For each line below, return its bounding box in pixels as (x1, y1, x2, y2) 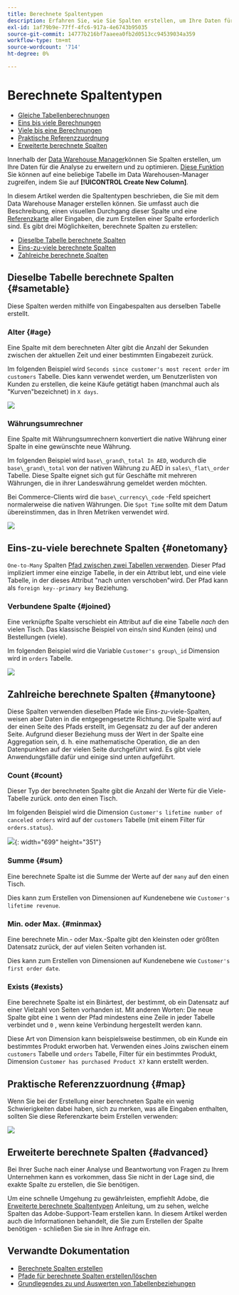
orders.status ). (7, 823, 53, 832)
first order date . (7, 964, 60, 972)
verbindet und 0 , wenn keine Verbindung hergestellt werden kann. (7, 1021, 203, 1030)
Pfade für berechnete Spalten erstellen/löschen (17, 1271, 157, 1280)
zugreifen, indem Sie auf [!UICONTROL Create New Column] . (7, 178, 188, 186)
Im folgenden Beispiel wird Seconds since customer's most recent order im (7, 365, 230, 373)
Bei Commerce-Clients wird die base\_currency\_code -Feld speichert (7, 493, 211, 502)
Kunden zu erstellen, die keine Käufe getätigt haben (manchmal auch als (7, 380, 220, 388)
